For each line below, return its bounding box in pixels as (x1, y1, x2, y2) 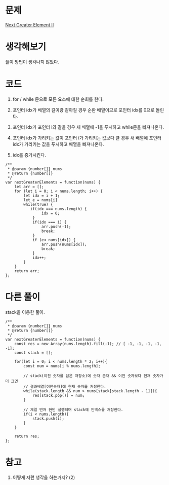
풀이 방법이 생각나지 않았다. (5, 59, 60, 65)
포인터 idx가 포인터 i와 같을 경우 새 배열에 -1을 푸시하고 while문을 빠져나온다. (12, 124, 164, 130)
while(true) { (23, 202, 53, 207)
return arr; (14, 268, 39, 274)
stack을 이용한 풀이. (5, 309, 45, 315)
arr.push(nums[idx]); (41, 242, 87, 247)
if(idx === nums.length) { (30, 206, 87, 211)
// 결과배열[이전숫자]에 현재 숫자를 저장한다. (23, 384, 106, 389)
